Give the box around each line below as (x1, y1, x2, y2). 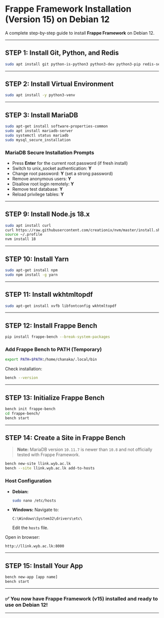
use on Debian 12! (5, 601, 48, 608)
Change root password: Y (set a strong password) (12, 170, 113, 177)
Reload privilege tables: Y (12, 191, 64, 197)
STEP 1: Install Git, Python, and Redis (5, 49, 119, 57)
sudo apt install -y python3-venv (5, 93, 76, 98)
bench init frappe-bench (5, 407, 56, 412)
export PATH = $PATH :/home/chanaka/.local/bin (5, 357, 97, 362)
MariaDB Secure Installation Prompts (5, 149, 94, 156)
